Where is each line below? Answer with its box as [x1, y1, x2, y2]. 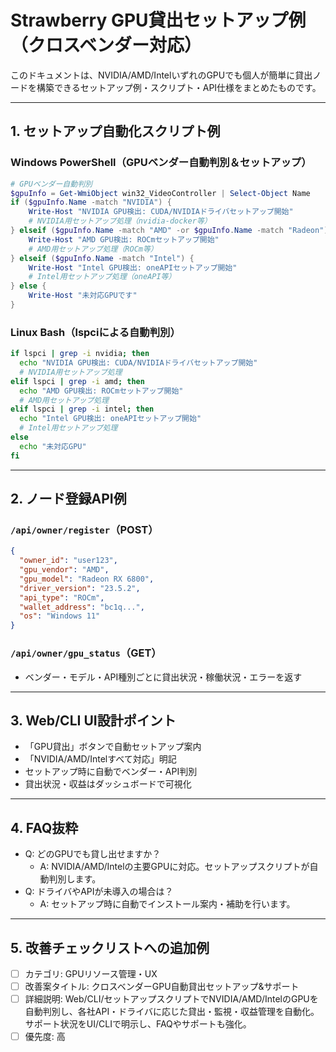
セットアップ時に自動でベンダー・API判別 [24, 766, 198, 778]
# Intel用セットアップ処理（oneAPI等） [28, 272, 177, 282]
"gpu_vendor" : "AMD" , [19, 565, 110, 575]
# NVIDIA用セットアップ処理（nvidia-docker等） [28, 216, 212, 226]
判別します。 [48, 873, 102, 885]
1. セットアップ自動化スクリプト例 [10, 123, 221, 140]
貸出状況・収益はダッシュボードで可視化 [24, 778, 192, 790]
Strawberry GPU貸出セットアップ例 [10, 9, 307, 32]
